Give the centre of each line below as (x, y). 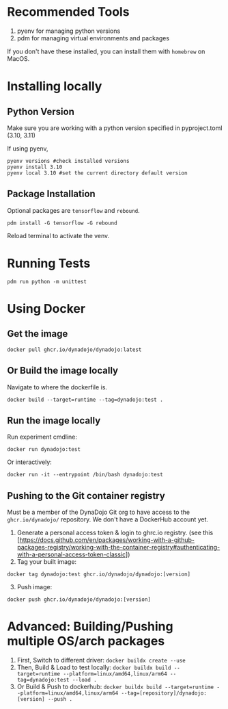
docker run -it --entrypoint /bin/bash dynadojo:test (85, 475)
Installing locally (55, 87)
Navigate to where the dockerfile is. (57, 387)
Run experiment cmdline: (42, 437)
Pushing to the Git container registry (86, 496)
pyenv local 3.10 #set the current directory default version (97, 173)
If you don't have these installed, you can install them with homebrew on (106, 51)
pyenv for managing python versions (69, 31)
